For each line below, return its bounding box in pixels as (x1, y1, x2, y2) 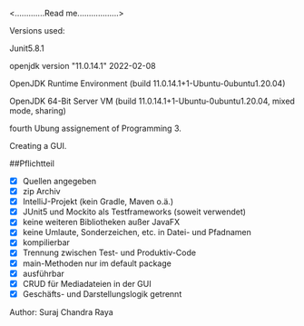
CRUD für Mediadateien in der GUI (22, 278, 152, 289)
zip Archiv (22, 186, 61, 197)
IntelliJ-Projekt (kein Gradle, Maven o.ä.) (22, 196, 174, 207)
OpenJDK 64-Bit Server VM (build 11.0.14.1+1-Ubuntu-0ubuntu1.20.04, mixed (9, 95, 295, 106)
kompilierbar (22, 237, 71, 248)
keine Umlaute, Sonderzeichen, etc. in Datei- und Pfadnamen (22, 227, 252, 238)
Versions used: (9, 25, 65, 35)
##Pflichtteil (9, 158, 54, 169)
